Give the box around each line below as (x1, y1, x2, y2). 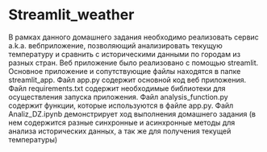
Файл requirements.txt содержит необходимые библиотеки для (8, 83, 226, 93)
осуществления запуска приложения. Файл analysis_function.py (8, 92, 228, 101)
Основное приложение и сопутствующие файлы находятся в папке (8, 66, 241, 76)
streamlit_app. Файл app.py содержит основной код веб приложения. (8, 75, 247, 84)
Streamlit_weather (8, 6, 135, 24)
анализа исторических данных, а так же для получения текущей (8, 126, 232, 136)
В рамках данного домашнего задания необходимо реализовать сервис (8, 32, 260, 42)
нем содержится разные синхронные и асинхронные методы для (8, 117, 236, 127)
